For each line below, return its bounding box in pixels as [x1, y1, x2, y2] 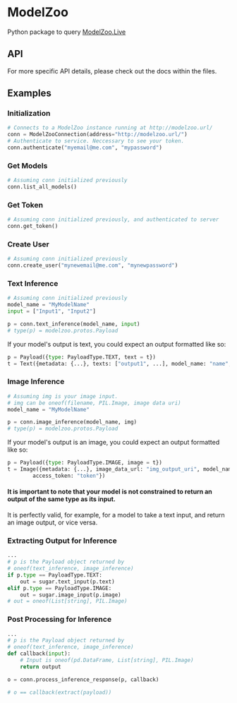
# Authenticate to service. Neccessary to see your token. [7, 138, 185, 145]
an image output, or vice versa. [7, 518, 98, 527]
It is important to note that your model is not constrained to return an [7, 488, 213, 496]
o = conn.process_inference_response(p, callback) [7, 675, 159, 683]
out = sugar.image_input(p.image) [20, 591, 121, 599]
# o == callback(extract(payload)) [7, 689, 112, 696]
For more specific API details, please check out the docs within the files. [7, 66, 217, 75]
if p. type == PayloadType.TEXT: [7, 571, 102, 579]
